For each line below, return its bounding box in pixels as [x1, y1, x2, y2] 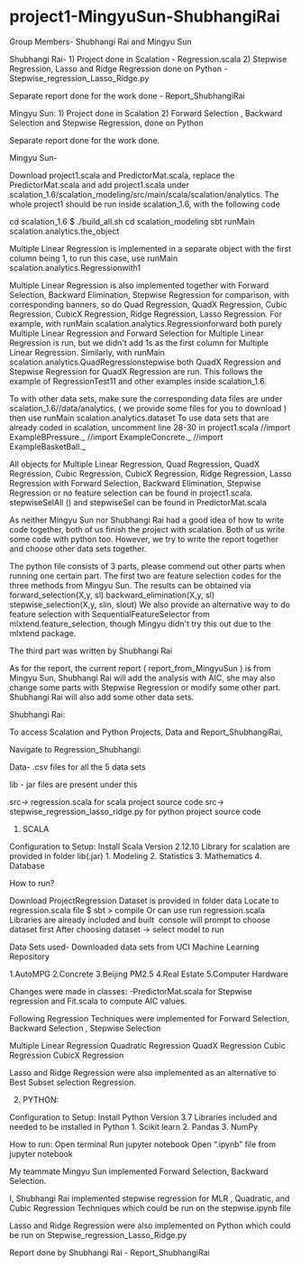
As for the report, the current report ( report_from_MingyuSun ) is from [9, 662, 271, 673]
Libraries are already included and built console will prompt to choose [9, 914, 270, 925]
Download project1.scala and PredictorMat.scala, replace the [9, 170, 235, 180]
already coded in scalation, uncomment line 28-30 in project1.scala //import [9, 421, 291, 432]
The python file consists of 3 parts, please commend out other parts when [9, 560, 286, 571]
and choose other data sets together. [9, 543, 147, 554]
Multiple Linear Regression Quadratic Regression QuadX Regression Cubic [9, 1040, 286, 1050]
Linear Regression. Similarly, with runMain [9, 347, 165, 357]
